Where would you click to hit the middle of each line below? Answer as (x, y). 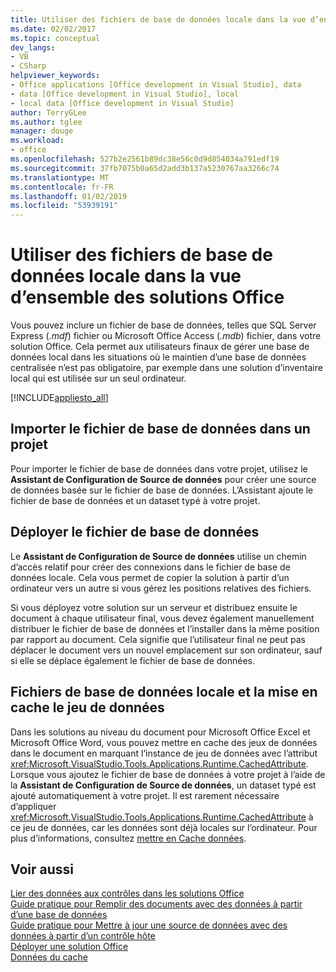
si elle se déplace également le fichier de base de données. (133, 660)
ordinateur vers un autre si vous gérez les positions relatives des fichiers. (161, 588)
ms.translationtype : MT (60, 177)
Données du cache (49, 957)
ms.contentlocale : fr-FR (62, 187)
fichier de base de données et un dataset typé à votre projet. (135, 500)
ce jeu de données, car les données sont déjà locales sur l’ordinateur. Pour (164, 827)
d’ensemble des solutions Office (147, 297)
